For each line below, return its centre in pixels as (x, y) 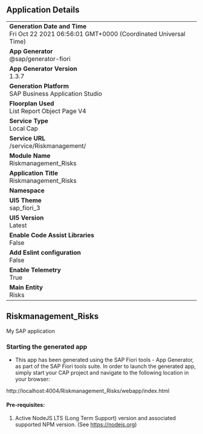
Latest (18, 225)
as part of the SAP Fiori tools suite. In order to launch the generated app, (105, 366)
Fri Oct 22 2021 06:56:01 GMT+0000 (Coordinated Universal (97, 34)
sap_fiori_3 (25, 208)
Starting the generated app (47, 346)
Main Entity (26, 287)
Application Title (34, 173)
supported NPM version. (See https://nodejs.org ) (76, 425)
